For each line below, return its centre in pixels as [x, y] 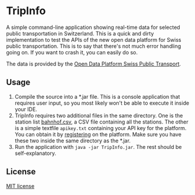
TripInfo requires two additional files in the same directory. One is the [99, 115]
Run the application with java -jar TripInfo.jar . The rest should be [98, 147]
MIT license [20, 186]
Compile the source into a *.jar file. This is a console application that [97, 96]
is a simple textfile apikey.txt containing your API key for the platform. [100, 128]
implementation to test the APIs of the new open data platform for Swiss [94, 40]
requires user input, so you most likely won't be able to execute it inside [102, 103]
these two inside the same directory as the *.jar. [73, 141]
